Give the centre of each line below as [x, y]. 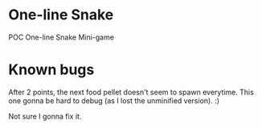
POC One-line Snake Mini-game [61, 37]
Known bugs [51, 70]
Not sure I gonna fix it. [45, 116]
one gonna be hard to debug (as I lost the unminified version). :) [114, 100]
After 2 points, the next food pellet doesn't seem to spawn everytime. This [131, 92]
